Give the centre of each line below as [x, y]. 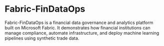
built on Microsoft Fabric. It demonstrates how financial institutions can [78, 27]
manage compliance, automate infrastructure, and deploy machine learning [82, 33]
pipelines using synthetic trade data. [42, 38]
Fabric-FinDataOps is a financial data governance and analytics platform [79, 23]
